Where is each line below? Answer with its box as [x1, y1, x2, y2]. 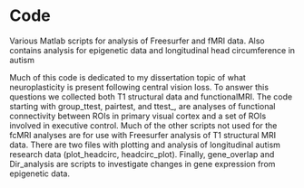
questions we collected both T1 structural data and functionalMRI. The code [9, 91, 293, 102]
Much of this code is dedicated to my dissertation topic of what [9, 71, 247, 82]
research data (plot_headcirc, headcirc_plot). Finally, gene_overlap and [9, 148, 275, 159]
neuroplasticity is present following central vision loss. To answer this [9, 81, 270, 92]
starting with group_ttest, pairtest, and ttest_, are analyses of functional [9, 100, 276, 111]
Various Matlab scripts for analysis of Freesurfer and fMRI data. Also [9, 35, 265, 46]
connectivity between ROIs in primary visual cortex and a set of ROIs [9, 110, 267, 121]
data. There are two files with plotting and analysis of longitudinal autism [9, 139, 281, 150]
